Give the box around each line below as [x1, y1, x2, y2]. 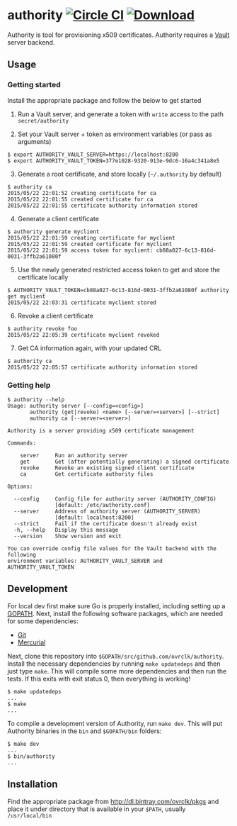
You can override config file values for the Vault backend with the [7, 545, 217, 552]
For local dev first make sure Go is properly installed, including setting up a [7, 601, 226, 610]
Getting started [7, 80, 62, 90]
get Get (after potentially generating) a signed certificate [20, 458, 230, 465]
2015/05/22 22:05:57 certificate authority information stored [7, 364, 198, 371]
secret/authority [17, 117, 69, 124]
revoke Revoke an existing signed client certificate [20, 464, 195, 471]
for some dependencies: [7, 617, 79, 625]
